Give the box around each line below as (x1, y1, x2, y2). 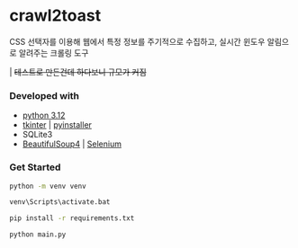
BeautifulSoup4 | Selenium (22, 138, 122, 149)
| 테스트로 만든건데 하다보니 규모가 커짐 (9, 66, 147, 77)
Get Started (9, 161, 61, 173)
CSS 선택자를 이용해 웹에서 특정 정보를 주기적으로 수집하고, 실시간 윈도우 (9, 36, 266, 47)
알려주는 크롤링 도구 (18, 47, 89, 58)
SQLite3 (22, 129, 53, 140)
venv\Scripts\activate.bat (9, 198, 111, 207)
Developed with (9, 89, 79, 102)
